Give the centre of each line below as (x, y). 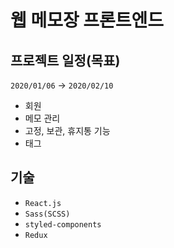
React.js (43, 203)
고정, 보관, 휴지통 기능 (67, 130)
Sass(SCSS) (47, 214)
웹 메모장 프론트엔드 (87, 20)
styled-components (63, 224)
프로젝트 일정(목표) (65, 60)
